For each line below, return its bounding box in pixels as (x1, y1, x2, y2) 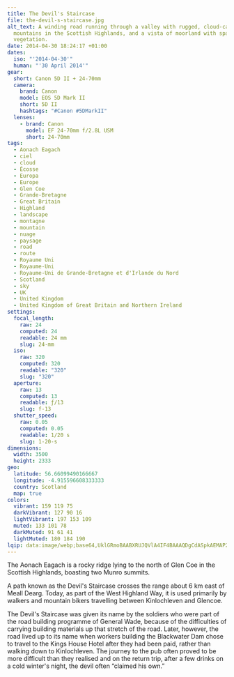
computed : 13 (19, 393, 58, 400)
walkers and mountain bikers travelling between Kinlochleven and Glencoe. (7, 597, 223, 605)
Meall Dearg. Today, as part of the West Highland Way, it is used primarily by (7, 589, 227, 598)
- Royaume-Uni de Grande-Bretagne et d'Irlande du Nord (13, 269, 179, 276)
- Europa (13, 172, 39, 179)
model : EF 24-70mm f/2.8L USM (25, 127, 114, 134)
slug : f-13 (19, 406, 52, 413)
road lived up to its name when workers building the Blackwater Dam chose (7, 632, 224, 641)
